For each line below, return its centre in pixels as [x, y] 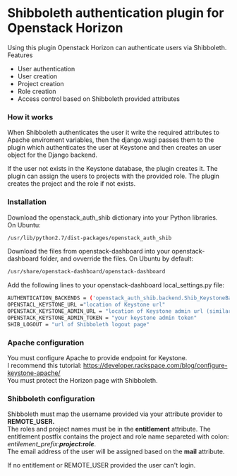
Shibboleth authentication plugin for [116, 13]
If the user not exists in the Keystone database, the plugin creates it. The [113, 169]
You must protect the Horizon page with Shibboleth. [83, 380]
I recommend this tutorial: [45, 365]
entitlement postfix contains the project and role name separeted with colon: [118, 436]
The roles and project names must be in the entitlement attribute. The [109, 429]
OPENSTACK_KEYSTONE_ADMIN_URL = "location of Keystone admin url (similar [120, 311]
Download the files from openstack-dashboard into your [89, 251]
